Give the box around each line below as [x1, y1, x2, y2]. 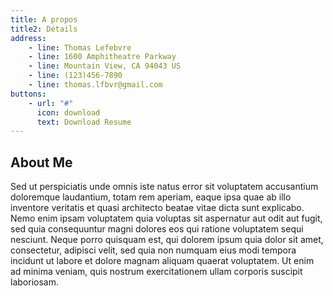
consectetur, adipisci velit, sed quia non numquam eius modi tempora [10, 244, 297, 256]
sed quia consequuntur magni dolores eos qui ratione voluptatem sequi [10, 223, 304, 235]
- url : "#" [28, 98, 74, 108]
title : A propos [10, 14, 78, 25]
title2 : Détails [10, 24, 78, 34]
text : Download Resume [36, 117, 132, 127]
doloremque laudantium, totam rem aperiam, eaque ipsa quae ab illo [10, 191, 292, 203]
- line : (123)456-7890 [28, 71, 123, 81]
